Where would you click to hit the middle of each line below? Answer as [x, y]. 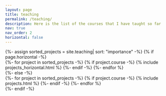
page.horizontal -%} [26, 57]
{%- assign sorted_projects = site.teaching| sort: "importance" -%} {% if [80, 51]
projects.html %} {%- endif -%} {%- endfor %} [53, 83]
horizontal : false [24, 38]
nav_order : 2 [19, 33]
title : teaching [22, 14]
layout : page [19, 10]
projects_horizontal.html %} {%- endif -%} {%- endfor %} [64, 67]
